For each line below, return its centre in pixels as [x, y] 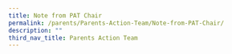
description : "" [35, 30]
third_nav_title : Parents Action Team [73, 38]
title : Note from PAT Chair [55, 15]
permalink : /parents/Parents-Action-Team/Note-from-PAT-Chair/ [116, 23]
